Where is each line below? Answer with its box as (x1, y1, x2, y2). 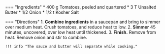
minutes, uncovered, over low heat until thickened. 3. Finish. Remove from (5, 29, 156, 35)
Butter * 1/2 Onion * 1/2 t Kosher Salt (5, 9, 79, 15)
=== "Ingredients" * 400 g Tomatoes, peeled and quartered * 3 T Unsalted (5, 4, 157, 10)
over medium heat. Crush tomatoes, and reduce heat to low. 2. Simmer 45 (5, 24, 156, 30)
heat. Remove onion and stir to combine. (5, 34, 87, 40)
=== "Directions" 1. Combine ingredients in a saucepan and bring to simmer (5, 19, 161, 25)
